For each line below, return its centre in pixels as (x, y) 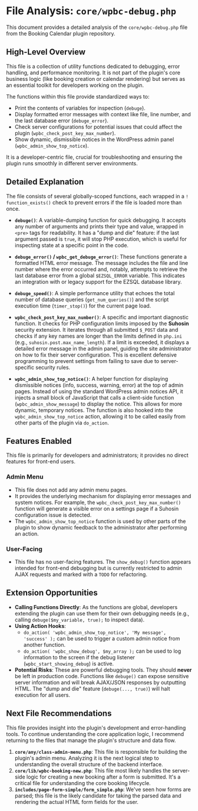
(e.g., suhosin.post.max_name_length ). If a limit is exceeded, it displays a (102, 342)
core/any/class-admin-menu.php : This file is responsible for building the (101, 751)
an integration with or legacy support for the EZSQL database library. (98, 282)
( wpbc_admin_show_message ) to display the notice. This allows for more (98, 404)
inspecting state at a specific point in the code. (71, 245)
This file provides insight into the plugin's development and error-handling (96, 728)
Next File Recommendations (59, 713)
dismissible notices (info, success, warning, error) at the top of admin (99, 385)
